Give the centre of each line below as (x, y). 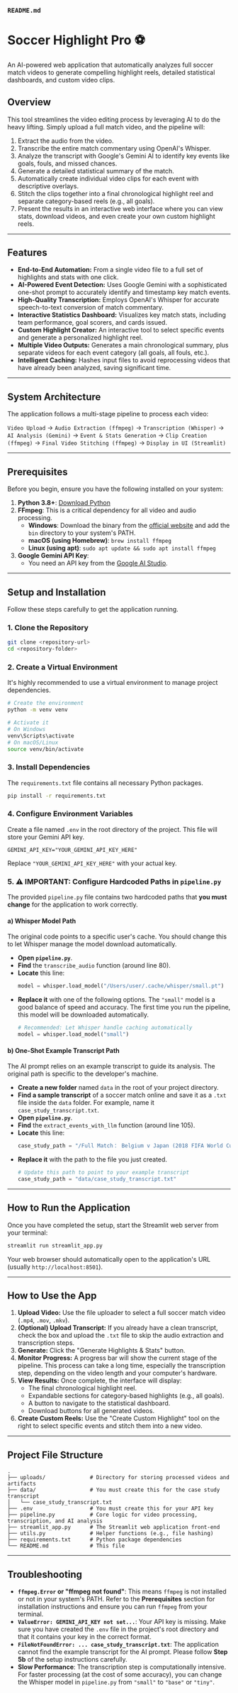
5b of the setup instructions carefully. (72, 1659)
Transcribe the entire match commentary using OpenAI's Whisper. (114, 148)
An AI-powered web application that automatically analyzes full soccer (110, 65)
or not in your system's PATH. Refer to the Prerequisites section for (116, 1599)
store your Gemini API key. (46, 837)
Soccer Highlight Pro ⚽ (76, 40)
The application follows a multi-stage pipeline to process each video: (108, 414)
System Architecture (54, 397)
